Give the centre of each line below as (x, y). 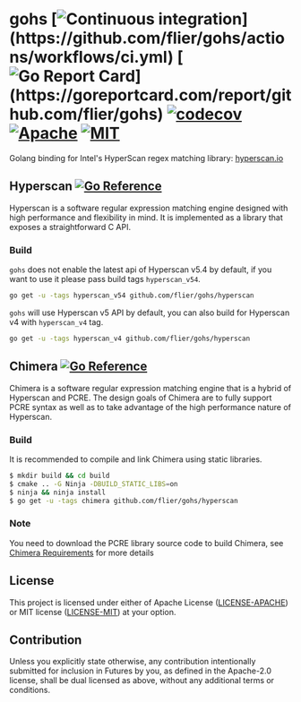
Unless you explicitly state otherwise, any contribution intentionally (133, 662)
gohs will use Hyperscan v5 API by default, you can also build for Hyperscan (150, 312)
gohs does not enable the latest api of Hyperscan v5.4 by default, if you (141, 270)
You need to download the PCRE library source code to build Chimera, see (146, 543)
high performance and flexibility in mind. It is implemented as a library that (146, 217)
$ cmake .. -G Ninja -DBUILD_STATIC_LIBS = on (94, 484)
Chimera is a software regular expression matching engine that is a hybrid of (150, 388)
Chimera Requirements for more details (82, 552)
